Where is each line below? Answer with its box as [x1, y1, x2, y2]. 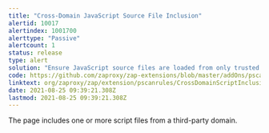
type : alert [8, 57, 48, 65]
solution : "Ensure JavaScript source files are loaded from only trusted [8, 64, 260, 72]
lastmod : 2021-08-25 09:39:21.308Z [8, 94, 127, 102]
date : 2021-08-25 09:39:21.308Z [8, 86, 116, 95]
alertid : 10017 [8, 19, 59, 27]
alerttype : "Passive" [8, 34, 81, 42]
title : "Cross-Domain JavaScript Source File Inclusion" [8, 11, 203, 20]
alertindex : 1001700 [8, 26, 78, 34]
